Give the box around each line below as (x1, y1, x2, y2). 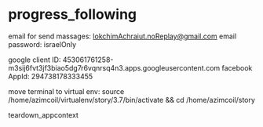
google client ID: (8, 55, 61, 64)
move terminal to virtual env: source (8, 86, 125, 96)
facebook (221, 63, 253, 72)
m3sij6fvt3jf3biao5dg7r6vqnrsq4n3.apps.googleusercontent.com (8, 63, 221, 72)
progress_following (8, 5, 137, 24)
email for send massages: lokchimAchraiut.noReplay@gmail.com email (8, 31, 237, 41)
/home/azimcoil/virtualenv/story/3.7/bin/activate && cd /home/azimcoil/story (8, 95, 255, 104)
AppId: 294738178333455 (8, 71, 93, 81)
